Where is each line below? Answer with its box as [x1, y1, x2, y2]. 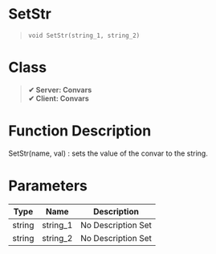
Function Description [8, 122, 152, 140]
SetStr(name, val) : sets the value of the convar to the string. [8, 148, 209, 158]
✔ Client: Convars [27, 94, 90, 103]
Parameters [8, 177, 88, 194]
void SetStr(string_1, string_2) [27, 31, 141, 40]
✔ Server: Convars [27, 85, 92, 94]
